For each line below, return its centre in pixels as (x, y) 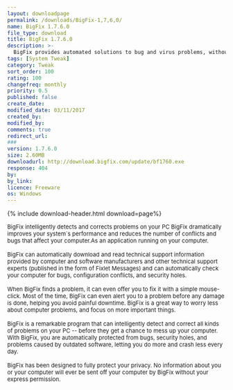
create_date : (26, 104)
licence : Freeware (34, 188)
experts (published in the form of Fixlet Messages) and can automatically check (113, 268)
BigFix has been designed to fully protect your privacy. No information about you (114, 365)
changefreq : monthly (37, 85)
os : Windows (24, 194)
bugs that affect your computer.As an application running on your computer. (108, 241)
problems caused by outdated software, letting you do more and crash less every (115, 345)
